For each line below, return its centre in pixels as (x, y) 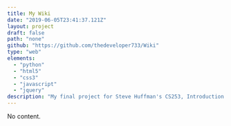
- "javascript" (35, 84)
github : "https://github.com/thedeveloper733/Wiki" (83, 45)
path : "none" (26, 39)
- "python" (29, 65)
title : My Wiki (29, 13)
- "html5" (27, 71)
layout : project (30, 26)
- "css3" (26, 77)
